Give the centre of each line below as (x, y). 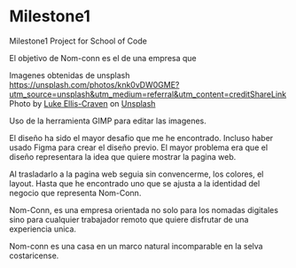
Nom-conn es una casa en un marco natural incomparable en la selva (136, 246)
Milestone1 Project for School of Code (78, 41)
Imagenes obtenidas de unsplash (70, 75)
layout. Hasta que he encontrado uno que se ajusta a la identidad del (135, 183)
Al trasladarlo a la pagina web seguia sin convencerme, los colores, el (136, 174)
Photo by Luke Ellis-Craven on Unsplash (82, 103)
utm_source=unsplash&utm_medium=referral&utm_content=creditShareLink (148, 94)
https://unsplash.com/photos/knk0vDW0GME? (94, 84)
